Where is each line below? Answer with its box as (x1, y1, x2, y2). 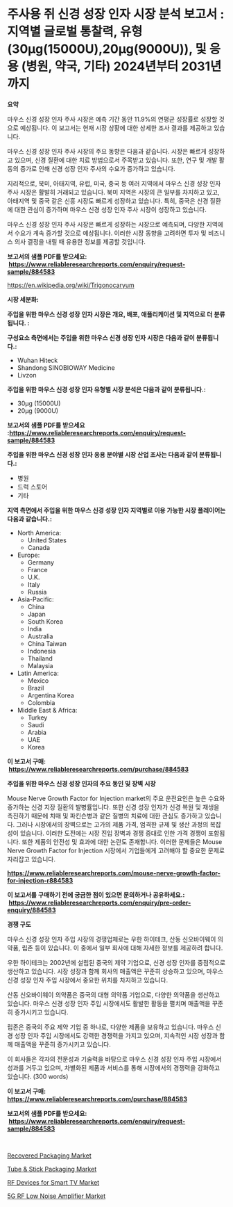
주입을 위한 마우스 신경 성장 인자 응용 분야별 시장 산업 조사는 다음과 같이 (7, 450, 198, 459)
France (27, 565, 49, 574)
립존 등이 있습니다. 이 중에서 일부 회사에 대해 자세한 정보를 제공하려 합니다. (21, 943, 223, 952)
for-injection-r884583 (7, 876, 74, 884)
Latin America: (17, 669, 59, 677)
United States (27, 536, 67, 544)
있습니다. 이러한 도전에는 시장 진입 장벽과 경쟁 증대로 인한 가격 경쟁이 (19, 829, 207, 837)
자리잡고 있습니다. (7, 854, 56, 863)
